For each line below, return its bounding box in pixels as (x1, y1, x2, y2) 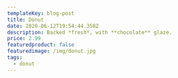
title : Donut (7, 16, 44, 23)
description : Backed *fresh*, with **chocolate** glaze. (7, 28, 173, 36)
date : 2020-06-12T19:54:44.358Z (7, 22, 99, 29)
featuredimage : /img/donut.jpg (7, 48, 96, 55)
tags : (7, 54, 23, 61)
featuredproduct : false (7, 41, 75, 48)
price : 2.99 (7, 35, 41, 42)
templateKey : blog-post (7, 9, 75, 17)
